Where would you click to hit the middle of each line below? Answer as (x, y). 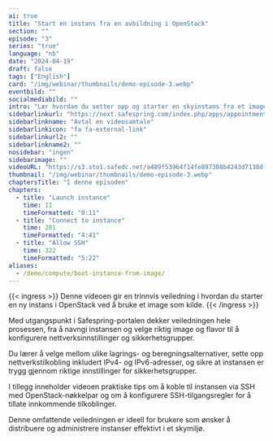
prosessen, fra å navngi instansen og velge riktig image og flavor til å (124, 330)
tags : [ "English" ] (39, 76)
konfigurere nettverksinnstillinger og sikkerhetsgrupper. (102, 338)
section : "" (28, 31)
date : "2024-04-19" (41, 62)
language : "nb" (34, 54)
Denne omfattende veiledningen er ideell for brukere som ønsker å (119, 420)
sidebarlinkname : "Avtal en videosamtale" (81, 122)
